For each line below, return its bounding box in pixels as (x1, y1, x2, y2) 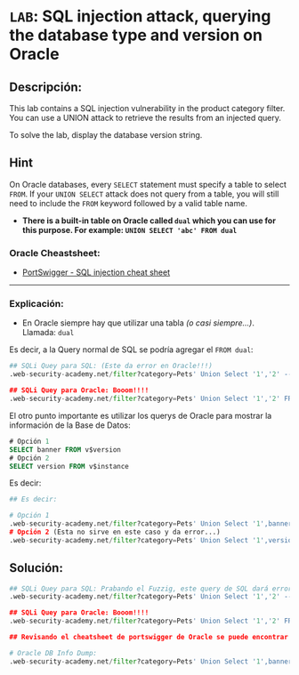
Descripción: (9, 79, 83, 94)
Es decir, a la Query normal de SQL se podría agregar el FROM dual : (9, 344, 254, 355)
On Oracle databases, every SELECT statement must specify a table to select (9, 179, 287, 189)
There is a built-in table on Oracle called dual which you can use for (21, 215, 276, 226)
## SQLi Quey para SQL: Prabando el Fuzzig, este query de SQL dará (9, 584, 269, 593)
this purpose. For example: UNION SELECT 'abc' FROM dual (21, 224, 238, 235)
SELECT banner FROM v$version (9, 445, 122, 454)
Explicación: (9, 298, 64, 310)
